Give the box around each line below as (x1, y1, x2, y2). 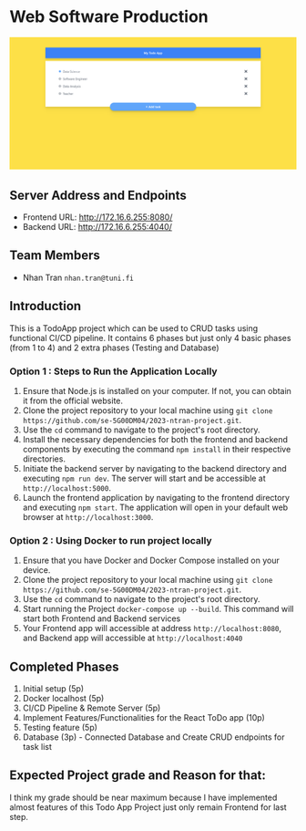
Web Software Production (9, 6, 209, 27)
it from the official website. (22, 395, 124, 406)
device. (22, 565, 51, 576)
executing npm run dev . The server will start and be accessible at (22, 473, 266, 483)
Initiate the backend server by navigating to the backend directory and (22, 462, 287, 473)
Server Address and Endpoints (9, 187, 187, 203)
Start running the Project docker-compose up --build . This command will (22, 604, 294, 615)
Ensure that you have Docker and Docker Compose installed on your (22, 555, 280, 566)
